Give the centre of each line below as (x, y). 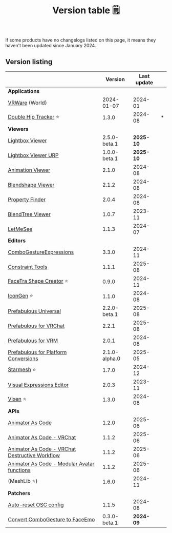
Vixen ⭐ (17, 399)
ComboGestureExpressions (41, 252)
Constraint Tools (28, 267)
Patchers (19, 493)
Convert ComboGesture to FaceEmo (51, 519)
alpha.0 (111, 359)
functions (19, 470)
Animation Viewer (29, 170)
